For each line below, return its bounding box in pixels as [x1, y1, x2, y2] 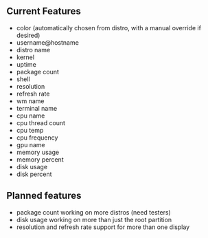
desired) [16, 31, 41, 39]
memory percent [16, 155, 64, 164]
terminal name [16, 104, 58, 112]
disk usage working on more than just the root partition [16, 215, 172, 224]
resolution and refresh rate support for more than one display [16, 223, 190, 231]
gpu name [16, 140, 45, 149]
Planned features [6, 190, 82, 202]
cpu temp [16, 126, 44, 134]
